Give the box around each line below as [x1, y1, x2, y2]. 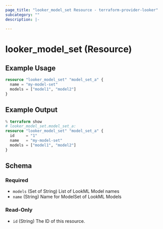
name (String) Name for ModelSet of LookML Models [12, 194, 122, 200]
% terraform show [5, 119, 42, 124]
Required [5, 177, 29, 184]
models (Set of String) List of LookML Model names [12, 188, 120, 194]
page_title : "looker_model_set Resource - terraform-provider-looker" [5, 7, 158, 13]
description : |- [5, 17, 40, 22]
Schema [5, 161, 32, 170]
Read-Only [5, 207, 33, 214]
